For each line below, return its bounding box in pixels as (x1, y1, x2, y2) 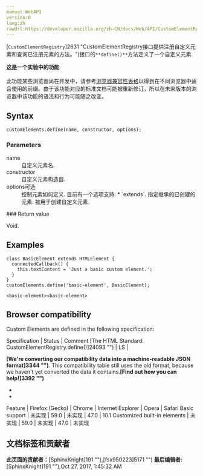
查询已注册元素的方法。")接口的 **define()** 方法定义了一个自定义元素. (16, 51, 193, 58)
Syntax (6, 110, 34, 121)
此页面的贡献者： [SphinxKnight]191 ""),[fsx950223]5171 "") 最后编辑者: (6, 455, 183, 463)
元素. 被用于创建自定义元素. (21, 198, 90, 206)
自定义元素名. (21, 162, 56, 169)
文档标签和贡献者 (6, 438, 70, 449)
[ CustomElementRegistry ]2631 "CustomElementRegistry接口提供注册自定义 (6, 43, 191, 50)
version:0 (6, 15, 31, 21)
